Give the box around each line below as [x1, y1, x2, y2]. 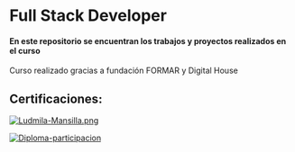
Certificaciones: [9, 91, 103, 106]
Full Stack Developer [9, 5, 167, 26]
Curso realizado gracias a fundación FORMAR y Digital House [9, 65, 239, 76]
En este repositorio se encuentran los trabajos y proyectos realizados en [9, 35, 287, 46]
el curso [9, 45, 41, 56]
